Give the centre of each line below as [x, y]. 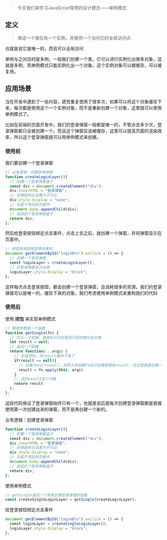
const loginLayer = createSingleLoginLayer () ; [59, 524]
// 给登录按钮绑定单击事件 [29, 249]
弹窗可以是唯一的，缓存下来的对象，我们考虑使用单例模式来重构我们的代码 [81, 293]
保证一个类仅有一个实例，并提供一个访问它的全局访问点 [74, 38]
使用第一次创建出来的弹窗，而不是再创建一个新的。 [57, 409]
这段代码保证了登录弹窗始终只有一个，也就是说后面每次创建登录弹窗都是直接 [83, 403]
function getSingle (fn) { [32, 333]
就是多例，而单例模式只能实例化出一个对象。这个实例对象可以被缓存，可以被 [83, 65]
